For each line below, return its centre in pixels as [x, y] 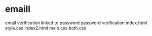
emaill [18, 9]
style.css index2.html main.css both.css [46, 28]
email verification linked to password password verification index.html [76, 23]
